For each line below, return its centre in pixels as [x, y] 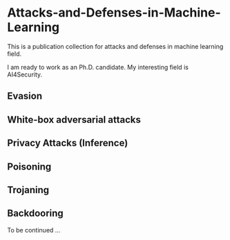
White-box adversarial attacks [74, 120]
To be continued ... [34, 230]
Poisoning [29, 167]
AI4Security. [25, 74]
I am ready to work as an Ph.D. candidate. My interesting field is [98, 67]
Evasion [25, 96]
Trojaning [28, 190]
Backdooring [35, 213]
